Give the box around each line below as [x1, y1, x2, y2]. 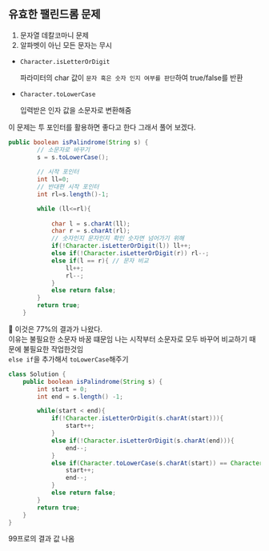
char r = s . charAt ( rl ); [50, 227, 130, 235]
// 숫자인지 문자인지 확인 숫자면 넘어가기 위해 [50, 234, 185, 242]
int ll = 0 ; [37, 175, 70, 184]
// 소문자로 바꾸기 [37, 146, 90, 154]
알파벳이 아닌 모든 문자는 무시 [19, 40, 112, 50]
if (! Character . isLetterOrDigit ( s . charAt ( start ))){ [50, 414, 224, 422]
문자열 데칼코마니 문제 [19, 30, 90, 40]
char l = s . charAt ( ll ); [50, 219, 130, 228]
